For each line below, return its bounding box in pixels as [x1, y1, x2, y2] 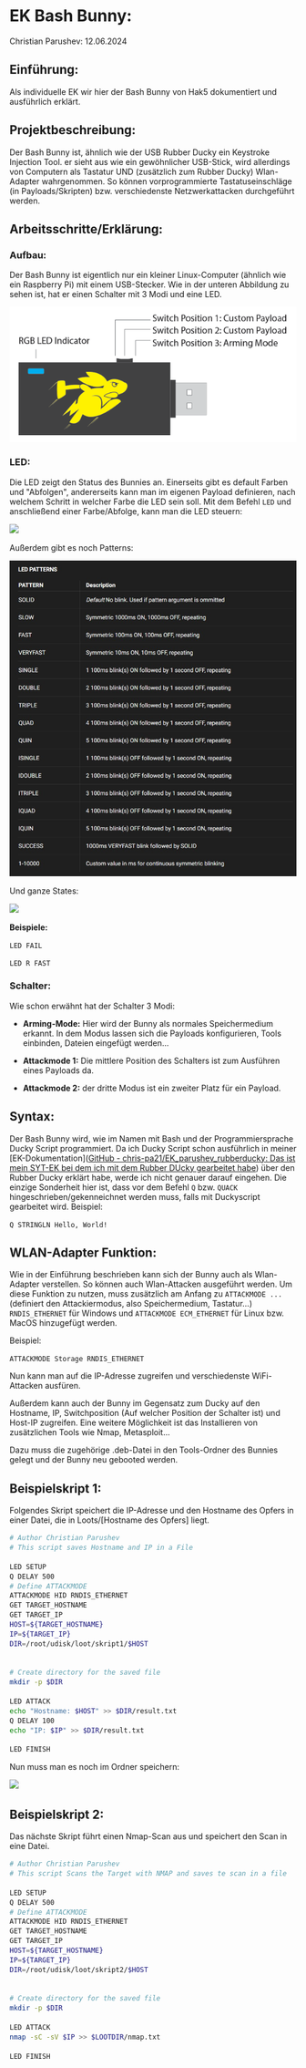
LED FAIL [9, 941, 43, 950]
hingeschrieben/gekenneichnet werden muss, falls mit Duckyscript [9, 1191, 260, 1202]
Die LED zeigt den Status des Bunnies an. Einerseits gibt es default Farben [9, 476, 289, 488]
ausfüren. [45, 1380, 81, 1391]
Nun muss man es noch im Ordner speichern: [9, 1762, 180, 1773]
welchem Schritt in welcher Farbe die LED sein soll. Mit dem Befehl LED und [9, 496, 291, 507]
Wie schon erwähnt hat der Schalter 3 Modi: [9, 1000, 176, 1011]
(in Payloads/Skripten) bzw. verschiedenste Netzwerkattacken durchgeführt [9, 185, 295, 196]
